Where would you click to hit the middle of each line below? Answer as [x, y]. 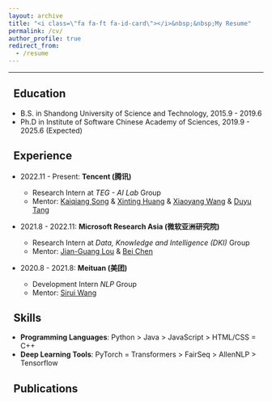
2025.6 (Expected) [51, 130]
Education [40, 94]
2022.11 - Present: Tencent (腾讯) [76, 176]
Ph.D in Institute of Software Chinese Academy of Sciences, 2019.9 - [135, 121]
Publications [46, 388]
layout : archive [36, 16]
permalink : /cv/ [36, 31]
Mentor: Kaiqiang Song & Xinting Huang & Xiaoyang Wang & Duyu [142, 201]
